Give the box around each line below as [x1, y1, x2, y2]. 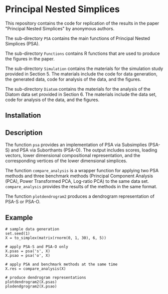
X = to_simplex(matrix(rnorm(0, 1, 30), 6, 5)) [5, 235, 107, 240]
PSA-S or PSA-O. [5, 199, 41, 205]
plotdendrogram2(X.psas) [5, 279, 57, 284]
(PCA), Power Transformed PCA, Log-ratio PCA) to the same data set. [5, 178, 149, 184]
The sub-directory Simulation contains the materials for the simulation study [5, 65, 163, 71]
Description [5, 128, 43, 137]
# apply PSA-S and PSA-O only [5, 244, 69, 249]
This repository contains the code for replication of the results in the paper [5, 20, 159, 26]
